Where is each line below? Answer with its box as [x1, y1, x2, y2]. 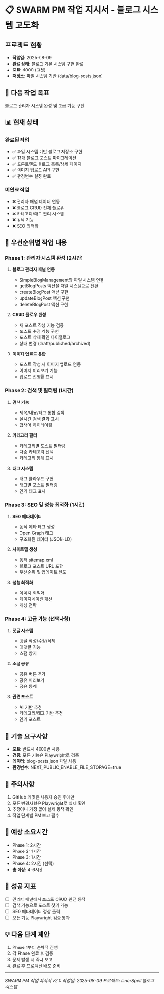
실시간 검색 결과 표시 [19, 416, 59, 422]
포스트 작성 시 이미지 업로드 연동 [19, 361, 81, 367]
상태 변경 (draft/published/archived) [19, 341, 91, 347]
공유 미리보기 [19, 677, 45, 683]
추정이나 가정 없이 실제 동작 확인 [12, 806, 74, 812]
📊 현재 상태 [5, 118, 39, 127]
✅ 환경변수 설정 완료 [12, 173, 51, 179]
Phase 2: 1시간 [12, 848, 41, 854]
